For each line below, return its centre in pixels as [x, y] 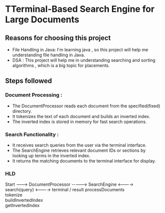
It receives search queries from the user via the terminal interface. [79, 145]
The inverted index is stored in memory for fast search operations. [79, 122]
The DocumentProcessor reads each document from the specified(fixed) [86, 106]
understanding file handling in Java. [49, 55]
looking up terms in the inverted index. [51, 155]
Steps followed [29, 81]
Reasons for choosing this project [58, 38]
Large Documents [42, 20]
